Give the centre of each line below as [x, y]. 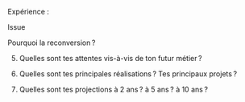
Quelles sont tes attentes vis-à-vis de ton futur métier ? [110, 58]
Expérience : [29, 12]
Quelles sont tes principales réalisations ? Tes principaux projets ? [128, 74]
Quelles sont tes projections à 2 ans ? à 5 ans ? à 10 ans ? [114, 89]
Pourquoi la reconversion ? [52, 43]
